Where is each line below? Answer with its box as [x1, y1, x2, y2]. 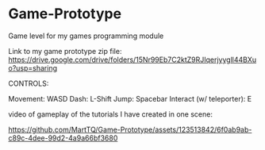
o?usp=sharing [8, 63, 58, 72]
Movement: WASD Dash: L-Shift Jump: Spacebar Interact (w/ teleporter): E [8, 94, 252, 103]
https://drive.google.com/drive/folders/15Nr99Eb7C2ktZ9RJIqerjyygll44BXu [8, 55, 256, 64]
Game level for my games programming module [8, 31, 164, 40]
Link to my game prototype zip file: [8, 46, 122, 56]
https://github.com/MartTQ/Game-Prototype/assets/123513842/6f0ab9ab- [8, 125, 252, 134]
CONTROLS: [8, 79, 49, 88]
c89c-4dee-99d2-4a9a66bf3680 [8, 133, 118, 143]
